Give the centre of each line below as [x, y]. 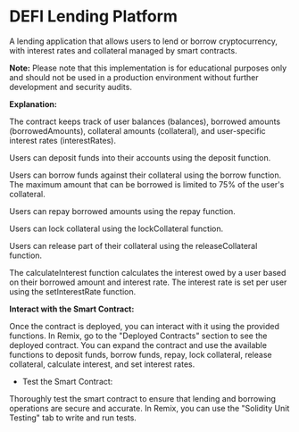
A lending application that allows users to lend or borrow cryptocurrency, [144, 41]
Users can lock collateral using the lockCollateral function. [116, 228]
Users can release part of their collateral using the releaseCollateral [133, 245]
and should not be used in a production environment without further [134, 77]
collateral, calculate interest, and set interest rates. [102, 364]
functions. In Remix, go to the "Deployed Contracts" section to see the [138, 336]
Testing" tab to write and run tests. [73, 418]
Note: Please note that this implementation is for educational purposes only [148, 68]
